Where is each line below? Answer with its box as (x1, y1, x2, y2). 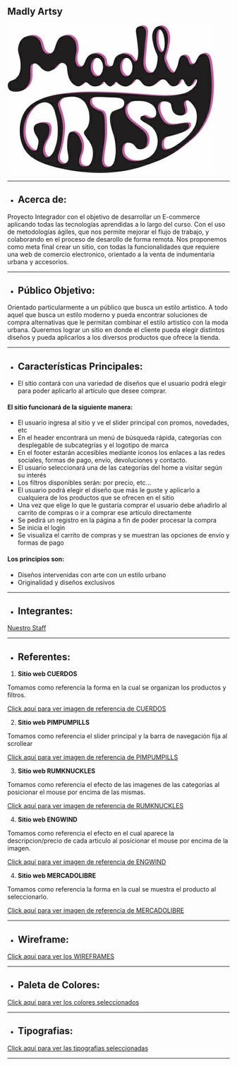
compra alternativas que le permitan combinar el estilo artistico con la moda (7, 318, 229, 327)
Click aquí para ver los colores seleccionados (7, 997, 140, 1006)
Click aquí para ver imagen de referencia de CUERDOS (7, 704, 166, 713)
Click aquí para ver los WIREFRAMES (7, 952, 115, 961)
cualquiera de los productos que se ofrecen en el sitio (17, 494, 175, 502)
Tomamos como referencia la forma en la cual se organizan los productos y (7, 683, 226, 692)
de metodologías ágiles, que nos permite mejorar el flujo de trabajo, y (7, 227, 209, 236)
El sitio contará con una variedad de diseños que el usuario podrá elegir (17, 379, 227, 388)
